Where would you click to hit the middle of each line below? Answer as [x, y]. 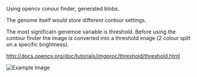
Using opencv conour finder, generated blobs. [63, 9]
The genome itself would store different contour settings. [76, 20]
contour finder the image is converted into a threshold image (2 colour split [98, 38]
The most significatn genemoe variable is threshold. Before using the [91, 32]
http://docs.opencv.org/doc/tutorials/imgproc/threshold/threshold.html [93, 56]
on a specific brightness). [38, 44]
